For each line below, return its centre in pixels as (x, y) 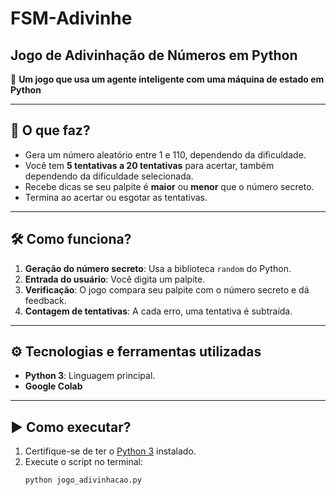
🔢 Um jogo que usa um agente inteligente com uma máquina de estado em (167, 79)
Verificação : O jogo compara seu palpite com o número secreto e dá (167, 289)
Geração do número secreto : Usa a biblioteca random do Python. (158, 268)
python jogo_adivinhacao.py (83, 480)
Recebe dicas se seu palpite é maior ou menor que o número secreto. (169, 186)
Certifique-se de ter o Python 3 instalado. (110, 451)
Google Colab (53, 386)
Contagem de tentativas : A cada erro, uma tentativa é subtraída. (158, 311)
